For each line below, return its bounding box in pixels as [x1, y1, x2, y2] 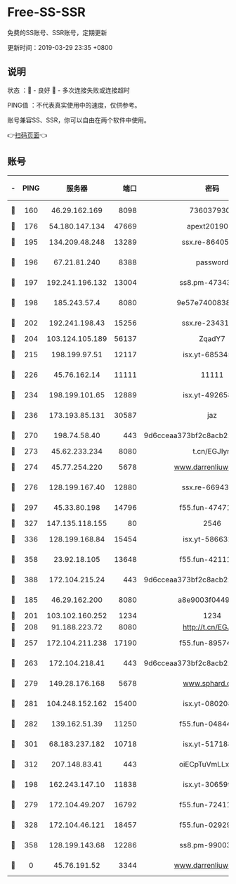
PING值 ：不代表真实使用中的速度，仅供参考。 [7, 101, 141, 109]
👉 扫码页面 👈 [7, 131, 48, 139]
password [195, 257, 229, 267]
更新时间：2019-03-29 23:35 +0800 [7, 43, 113, 51]
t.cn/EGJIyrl [192, 446, 232, 456]
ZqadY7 [199, 333, 226, 343]
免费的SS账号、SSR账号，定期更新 [7, 28, 107, 37]
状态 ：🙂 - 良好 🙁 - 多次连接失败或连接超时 [7, 86, 130, 94]
